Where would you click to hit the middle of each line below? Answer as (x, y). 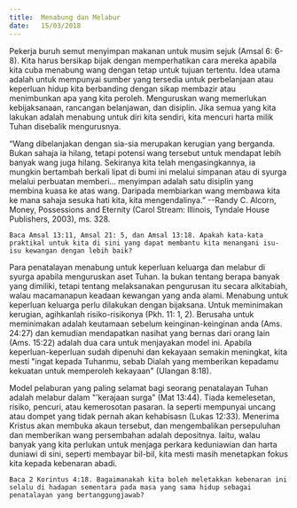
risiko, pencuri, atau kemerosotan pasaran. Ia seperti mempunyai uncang (143, 406)
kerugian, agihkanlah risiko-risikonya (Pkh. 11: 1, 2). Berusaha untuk (132, 314)
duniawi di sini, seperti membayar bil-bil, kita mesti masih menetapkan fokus (148, 454)
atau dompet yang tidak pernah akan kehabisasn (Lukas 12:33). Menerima (145, 416)
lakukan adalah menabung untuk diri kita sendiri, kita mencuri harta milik (141, 117)
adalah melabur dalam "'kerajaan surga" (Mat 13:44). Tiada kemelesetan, (142, 397)
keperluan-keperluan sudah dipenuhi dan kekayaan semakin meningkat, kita (148, 352)
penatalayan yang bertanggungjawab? (77, 495)
